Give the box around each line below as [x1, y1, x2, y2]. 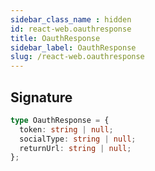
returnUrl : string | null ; [19, 143, 132, 153]
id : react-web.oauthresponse [10, 24, 132, 34]
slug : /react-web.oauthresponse [10, 52, 145, 62]
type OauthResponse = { [10, 115, 110, 125]
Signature [10, 89, 73, 106]
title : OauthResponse [10, 33, 101, 43]
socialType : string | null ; [19, 134, 137, 144]
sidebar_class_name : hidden [10, 14, 132, 25]
